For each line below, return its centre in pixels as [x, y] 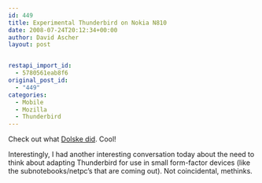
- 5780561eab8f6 [42, 73]
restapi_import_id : [40, 66]
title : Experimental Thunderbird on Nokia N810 [88, 23]
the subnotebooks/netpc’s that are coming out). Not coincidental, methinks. [131, 171]
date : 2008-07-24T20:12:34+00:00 [63, 30]
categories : [28, 95]
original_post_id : [38, 80]
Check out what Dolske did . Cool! [62, 139]
